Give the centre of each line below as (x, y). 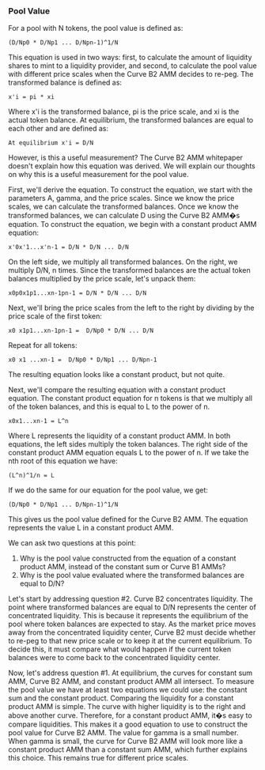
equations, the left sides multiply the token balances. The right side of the (128, 444)
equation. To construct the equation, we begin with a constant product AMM (132, 225)
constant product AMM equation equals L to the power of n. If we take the (129, 453)
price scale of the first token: (55, 316)
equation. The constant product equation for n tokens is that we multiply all (131, 398)
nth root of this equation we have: (63, 461)
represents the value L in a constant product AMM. (91, 528)
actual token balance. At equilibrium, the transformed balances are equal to (131, 120)
